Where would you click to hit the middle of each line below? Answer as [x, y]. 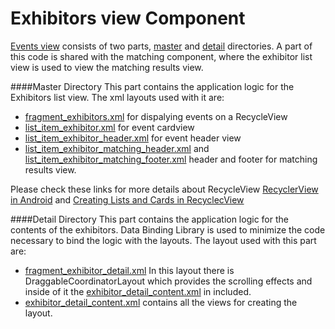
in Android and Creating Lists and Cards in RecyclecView [127, 199]
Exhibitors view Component [128, 18]
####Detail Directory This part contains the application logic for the [149, 219]
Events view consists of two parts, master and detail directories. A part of [161, 46]
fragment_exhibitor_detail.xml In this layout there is [129, 270]
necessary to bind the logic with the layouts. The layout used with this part [163, 240]
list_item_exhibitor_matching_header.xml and [117, 148]
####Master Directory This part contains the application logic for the [152, 86]
